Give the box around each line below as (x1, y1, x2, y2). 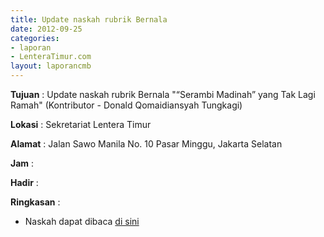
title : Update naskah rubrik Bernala (10, 14, 168, 25)
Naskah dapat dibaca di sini (24, 216, 140, 227)
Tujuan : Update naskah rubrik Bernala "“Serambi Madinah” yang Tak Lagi (10, 89, 316, 100)
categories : (10, 33, 60, 43)
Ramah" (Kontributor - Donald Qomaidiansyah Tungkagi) (10, 99, 243, 111)
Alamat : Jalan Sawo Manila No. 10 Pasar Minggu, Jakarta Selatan (10, 138, 283, 150)
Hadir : (10, 177, 39, 188)
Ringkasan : (10, 196, 61, 208)
